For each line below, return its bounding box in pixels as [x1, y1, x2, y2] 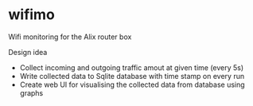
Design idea [8, 47, 48, 57]
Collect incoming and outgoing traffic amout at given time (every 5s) [19, 62, 244, 73]
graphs [19, 88, 44, 97]
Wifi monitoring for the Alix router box [8, 32, 132, 41]
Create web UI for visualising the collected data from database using [19, 80, 245, 89]
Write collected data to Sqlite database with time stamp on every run [19, 71, 245, 80]
